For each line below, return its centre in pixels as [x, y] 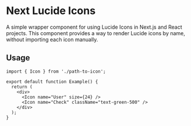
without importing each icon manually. [52, 39]
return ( [22, 87]
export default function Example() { [52, 81]
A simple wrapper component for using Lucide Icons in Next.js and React [94, 27]
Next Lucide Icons [51, 11]
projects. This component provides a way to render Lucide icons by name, [96, 33]
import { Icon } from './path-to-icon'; [56, 71]
